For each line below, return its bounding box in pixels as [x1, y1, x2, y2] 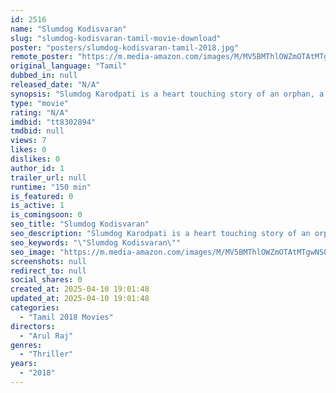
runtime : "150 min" [10, 182, 92, 192]
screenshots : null [10, 256, 87, 266]
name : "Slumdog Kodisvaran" [10, 24, 128, 34]
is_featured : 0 [10, 191, 74, 201]
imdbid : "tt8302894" [10, 117, 97, 127]
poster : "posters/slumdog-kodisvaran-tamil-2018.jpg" [10, 42, 240, 53]
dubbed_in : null [10, 71, 78, 81]
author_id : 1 [10, 163, 65, 173]
